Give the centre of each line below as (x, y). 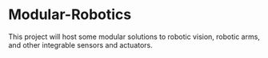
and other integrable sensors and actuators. (81, 44)
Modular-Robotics (70, 15)
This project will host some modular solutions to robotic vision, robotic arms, (134, 37)
